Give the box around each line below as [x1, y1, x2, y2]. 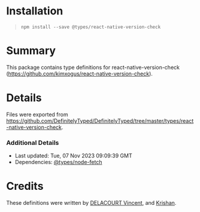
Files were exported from [6, 111, 68, 118]
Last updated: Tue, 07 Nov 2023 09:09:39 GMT [14, 152, 133, 159]
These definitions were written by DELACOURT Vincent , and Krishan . [6, 199, 177, 207]
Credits [6, 180, 44, 193]
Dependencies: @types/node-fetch [14, 159, 102, 166]
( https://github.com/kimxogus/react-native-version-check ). [6, 70, 153, 77]
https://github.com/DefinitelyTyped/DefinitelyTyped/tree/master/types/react [6, 117, 194, 124]
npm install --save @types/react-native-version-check [20, 24, 161, 30]
